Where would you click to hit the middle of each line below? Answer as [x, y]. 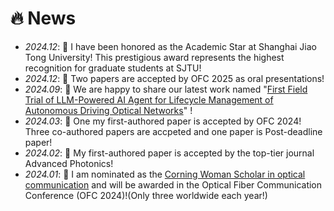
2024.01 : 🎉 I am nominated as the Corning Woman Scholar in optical [165, 174]
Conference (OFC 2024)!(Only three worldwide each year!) [146, 195]
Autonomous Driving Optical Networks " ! [108, 110]
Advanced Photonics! [69, 163]
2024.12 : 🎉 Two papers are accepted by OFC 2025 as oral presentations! [174, 78]
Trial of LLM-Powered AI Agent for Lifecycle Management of [149, 99]
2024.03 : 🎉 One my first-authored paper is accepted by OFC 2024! [163, 121]
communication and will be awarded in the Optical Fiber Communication [173, 184]
